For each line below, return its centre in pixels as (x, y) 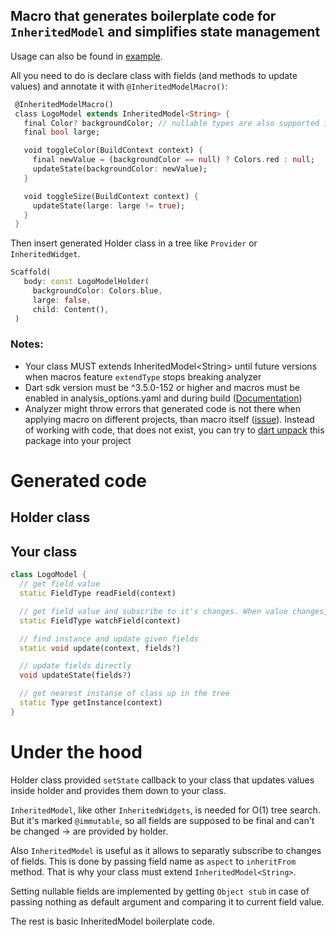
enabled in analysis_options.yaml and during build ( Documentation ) (163, 398)
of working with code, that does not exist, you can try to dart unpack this (174, 430)
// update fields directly (75, 666)
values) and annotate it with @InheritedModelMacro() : (119, 86)
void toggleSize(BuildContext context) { (111, 196)
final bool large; (62, 132)
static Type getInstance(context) (91, 703)
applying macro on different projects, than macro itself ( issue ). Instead (169, 419)
